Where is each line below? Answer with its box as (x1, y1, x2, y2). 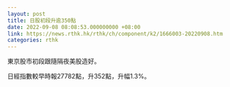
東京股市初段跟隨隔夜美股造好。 (7, 57, 100, 66)
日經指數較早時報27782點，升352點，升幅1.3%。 (7, 72, 151, 81)
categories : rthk (7, 37, 59, 44)
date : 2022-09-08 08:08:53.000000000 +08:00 (7, 23, 141, 30)
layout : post (7, 10, 46, 18)
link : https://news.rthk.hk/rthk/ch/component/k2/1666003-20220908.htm (7, 30, 223, 37)
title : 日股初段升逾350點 (7, 17, 76, 24)
